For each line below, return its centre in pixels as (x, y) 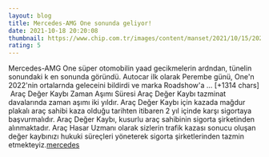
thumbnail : (26, 38)
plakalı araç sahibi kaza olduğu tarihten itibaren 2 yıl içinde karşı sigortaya (130, 111)
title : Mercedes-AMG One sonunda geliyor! (80, 23)
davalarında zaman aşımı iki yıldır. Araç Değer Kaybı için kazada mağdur (127, 103)
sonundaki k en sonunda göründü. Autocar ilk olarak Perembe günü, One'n (131, 77)
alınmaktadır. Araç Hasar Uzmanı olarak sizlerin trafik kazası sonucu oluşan (132, 128)
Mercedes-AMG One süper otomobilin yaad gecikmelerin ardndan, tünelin (130, 68)
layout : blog (30, 16)
